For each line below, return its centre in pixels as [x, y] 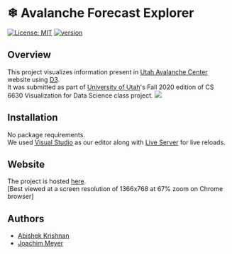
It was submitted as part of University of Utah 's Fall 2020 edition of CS [111, 87]
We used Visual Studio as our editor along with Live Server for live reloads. [116, 142]
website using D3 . [34, 79]
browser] [21, 197]
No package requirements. [46, 134]
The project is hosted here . [47, 181]
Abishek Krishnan [43, 236]
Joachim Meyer [40, 243]
